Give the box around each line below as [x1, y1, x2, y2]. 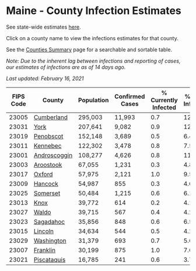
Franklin [33, 246, 56, 254]
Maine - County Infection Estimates [6, 4, 182, 18]
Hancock [33, 179, 58, 187]
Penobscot [33, 132, 64, 140]
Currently [150, 96, 178, 104]
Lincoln [33, 227, 54, 235]
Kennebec [33, 141, 62, 150]
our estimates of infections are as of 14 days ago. [6, 63, 126, 71]
